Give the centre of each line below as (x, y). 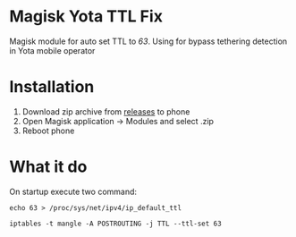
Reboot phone (48, 131)
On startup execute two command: (73, 191)
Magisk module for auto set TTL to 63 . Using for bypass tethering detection (148, 41)
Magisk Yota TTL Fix (86, 17)
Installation (52, 87)
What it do (48, 167)
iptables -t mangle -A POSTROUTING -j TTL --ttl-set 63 (115, 224)
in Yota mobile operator (52, 50)
